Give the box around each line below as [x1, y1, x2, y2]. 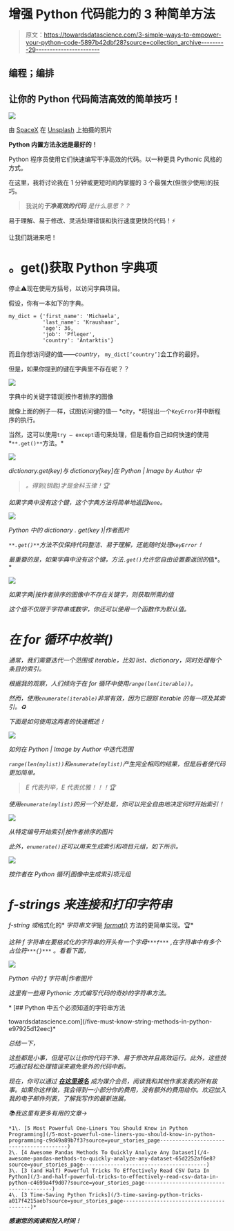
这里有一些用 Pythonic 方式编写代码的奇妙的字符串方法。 [8, 988, 170, 997]
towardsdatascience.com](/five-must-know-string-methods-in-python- [8, 1017, 213, 1026]
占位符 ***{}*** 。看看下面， [8, 946, 90, 954]
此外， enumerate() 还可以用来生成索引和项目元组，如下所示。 [8, 842, 182, 851]
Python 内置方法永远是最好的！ [8, 140, 98, 149]
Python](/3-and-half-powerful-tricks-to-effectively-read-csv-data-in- [8, 1173, 219, 1180]
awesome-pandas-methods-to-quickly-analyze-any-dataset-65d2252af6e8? [8, 1155, 216, 1162]
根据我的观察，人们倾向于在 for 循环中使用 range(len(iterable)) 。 [8, 679, 197, 688]
